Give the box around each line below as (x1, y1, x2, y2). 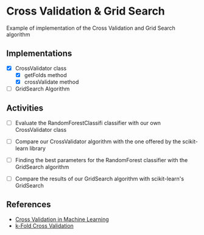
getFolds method (24, 71, 67, 78)
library (29, 145, 46, 152)
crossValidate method (24, 78, 79, 86)
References (6, 199, 51, 210)
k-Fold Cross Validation (15, 222, 74, 229)
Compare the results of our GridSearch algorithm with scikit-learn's (15, 175, 185, 182)
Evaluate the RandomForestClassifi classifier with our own (15, 119, 161, 126)
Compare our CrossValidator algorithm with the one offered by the (15, 138, 181, 145)
